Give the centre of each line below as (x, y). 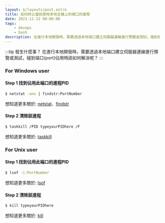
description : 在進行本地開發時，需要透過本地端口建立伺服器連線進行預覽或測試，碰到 (82, 37)
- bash (21, 32)
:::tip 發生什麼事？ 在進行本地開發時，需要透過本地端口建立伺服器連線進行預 (82, 52)
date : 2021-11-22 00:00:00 (33, 19)
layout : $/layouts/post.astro (36, 10)
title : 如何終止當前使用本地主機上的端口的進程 (48, 14)
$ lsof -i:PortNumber (27, 173)
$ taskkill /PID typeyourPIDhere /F (42, 127)
